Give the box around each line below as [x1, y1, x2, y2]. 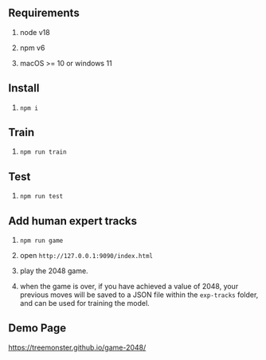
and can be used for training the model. [19, 299, 150, 308]
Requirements [8, 6, 80, 20]
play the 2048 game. [19, 266, 89, 276]
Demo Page [8, 322, 67, 335]
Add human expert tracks [8, 214, 138, 228]
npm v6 [19, 43, 45, 53]
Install [8, 81, 40, 95]
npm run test [19, 193, 64, 201]
